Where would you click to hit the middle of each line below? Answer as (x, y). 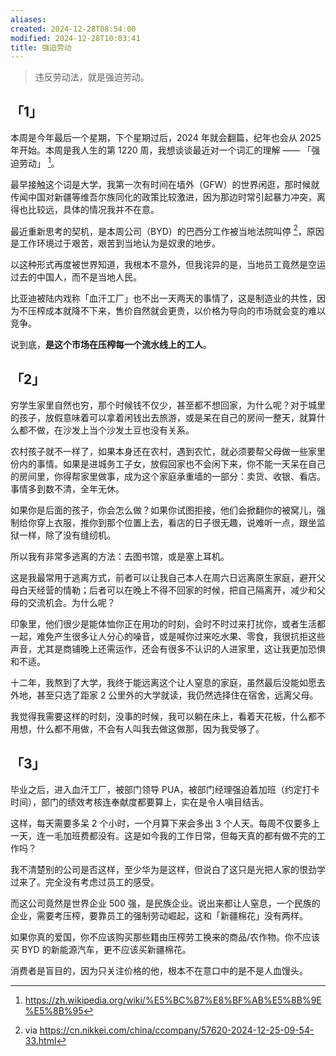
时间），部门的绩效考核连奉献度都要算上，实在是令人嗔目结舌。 (139, 802)
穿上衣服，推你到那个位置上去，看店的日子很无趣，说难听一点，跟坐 (176, 523)
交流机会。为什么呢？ (71, 603)
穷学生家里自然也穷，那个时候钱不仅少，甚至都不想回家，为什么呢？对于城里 (168, 405)
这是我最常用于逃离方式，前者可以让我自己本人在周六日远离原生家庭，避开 (163, 578)
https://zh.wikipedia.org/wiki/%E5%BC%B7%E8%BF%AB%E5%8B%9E (173, 1000)
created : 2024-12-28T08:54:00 (73, 29)
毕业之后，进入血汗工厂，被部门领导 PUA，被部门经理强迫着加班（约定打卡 (165, 789)
